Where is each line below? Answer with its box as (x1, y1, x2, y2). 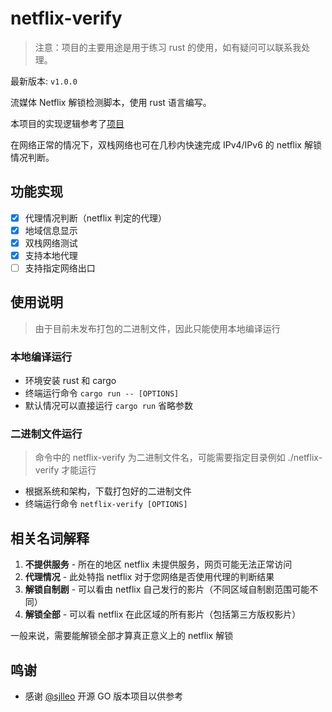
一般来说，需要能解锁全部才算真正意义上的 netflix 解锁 (10, 630, 234, 642)
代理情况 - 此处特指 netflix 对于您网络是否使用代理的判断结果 (24, 571, 275, 583)
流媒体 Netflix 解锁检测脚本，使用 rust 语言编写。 (10, 96, 212, 108)
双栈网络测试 (24, 237, 78, 249)
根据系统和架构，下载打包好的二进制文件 (24, 485, 192, 497)
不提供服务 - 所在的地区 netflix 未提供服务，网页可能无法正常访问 (24, 558, 293, 571)
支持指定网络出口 (24, 262, 96, 274)
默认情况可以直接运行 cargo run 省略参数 (24, 400, 194, 412)
